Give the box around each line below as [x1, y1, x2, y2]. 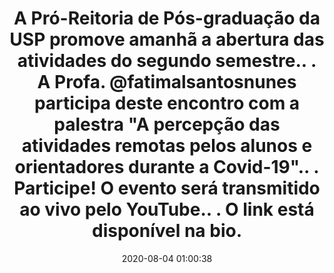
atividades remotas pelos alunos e [21, 135, 313, 157]
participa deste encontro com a [33, 92, 301, 115]
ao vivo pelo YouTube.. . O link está [19, 198, 315, 221]
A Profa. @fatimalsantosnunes [37, 71, 297, 94]
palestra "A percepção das [53, 113, 281, 136]
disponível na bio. [91, 220, 243, 242]
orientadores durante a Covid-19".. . [14, 156, 320, 179]
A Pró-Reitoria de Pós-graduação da [13, 7, 321, 30]
